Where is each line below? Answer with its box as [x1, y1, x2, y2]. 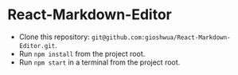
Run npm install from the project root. [18, 49, 146, 58]
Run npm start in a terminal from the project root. [18, 57, 181, 67]
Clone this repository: [18, 32, 90, 41]
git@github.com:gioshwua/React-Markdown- [91, 34, 232, 41]
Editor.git [18, 41, 56, 49]
